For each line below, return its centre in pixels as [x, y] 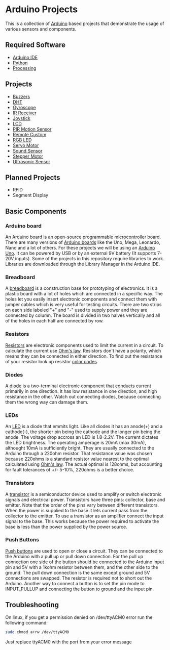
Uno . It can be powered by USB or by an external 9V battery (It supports [81, 253]
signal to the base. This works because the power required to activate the [82, 521]
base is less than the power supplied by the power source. [66, 527]
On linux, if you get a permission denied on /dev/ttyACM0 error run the [79, 617]
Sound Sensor [27, 151]
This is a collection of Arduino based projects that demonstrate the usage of [85, 23]
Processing [24, 68]
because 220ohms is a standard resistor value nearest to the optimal [77, 459]
